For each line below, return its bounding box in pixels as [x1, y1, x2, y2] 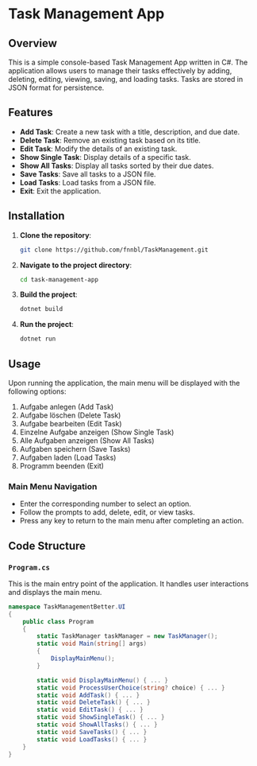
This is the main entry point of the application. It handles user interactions [8, 578, 249, 589]
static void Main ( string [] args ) [36, 640, 148, 648]
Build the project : [19, 290, 78, 299]
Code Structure [8, 539, 86, 553]
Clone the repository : [19, 230, 92, 239]
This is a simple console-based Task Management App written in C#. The [8, 57, 248, 67]
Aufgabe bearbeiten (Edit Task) [19, 418, 122, 428]
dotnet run [19, 335, 56, 343]
